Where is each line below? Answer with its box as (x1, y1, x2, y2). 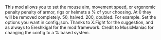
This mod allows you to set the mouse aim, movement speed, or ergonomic (5, 4, 156, 10)
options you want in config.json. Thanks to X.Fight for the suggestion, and (5, 19, 154, 25)
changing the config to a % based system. (5, 30, 90, 35)
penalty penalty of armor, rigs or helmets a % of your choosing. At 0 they (5, 9, 152, 15)
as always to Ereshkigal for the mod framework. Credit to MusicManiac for (5, 25, 154, 30)
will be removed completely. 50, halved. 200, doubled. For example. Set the (5, 14, 157, 20)
